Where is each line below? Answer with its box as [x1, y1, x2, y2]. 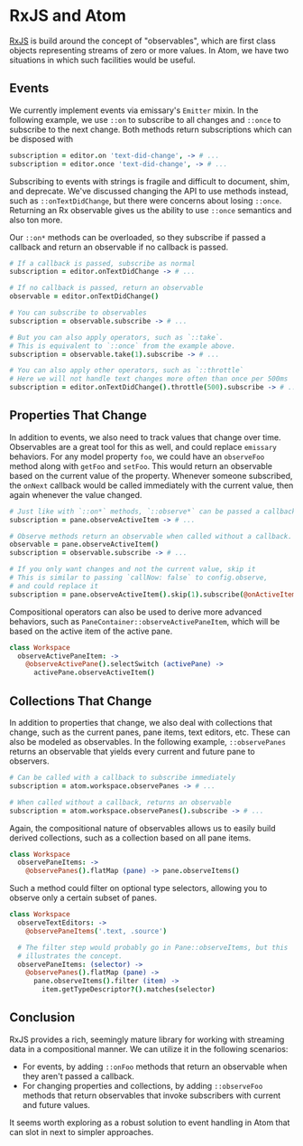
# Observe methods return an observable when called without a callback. [9, 531, 293, 540]
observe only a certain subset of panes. [9, 892, 158, 904]
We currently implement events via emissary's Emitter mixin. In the [9, 105, 259, 116]
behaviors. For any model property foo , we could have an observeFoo [9, 451, 265, 462]
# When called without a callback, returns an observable [9, 797, 232, 807]
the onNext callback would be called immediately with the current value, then [9, 480, 294, 491]
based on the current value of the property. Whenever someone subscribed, [9, 470, 293, 481]
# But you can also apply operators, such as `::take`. [9, 333, 224, 342]
